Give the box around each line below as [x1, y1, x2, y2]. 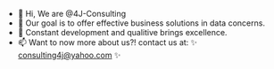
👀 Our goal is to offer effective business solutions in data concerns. [17, 18, 266, 28]
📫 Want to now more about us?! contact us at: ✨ [17, 37, 198, 48]
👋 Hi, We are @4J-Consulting [17, 9, 127, 19]
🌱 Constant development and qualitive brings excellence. [17, 27, 228, 37]
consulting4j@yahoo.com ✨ [17, 50, 121, 60]
